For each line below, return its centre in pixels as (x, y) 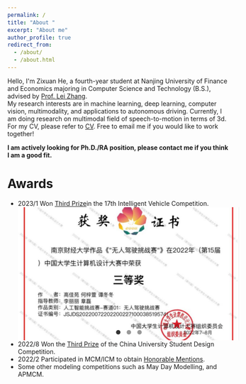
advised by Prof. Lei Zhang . (47, 96)
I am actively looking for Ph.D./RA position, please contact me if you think (118, 147)
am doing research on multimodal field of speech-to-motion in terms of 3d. (117, 119)
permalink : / (27, 15)
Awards (30, 184)
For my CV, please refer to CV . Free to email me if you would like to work (113, 126)
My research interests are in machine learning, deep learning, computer (112, 104)
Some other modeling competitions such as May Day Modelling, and (117, 366)
